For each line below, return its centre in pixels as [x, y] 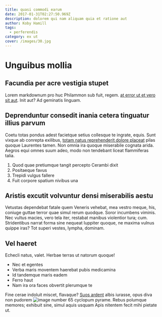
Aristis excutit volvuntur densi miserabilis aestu [79, 196]
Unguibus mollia [38, 65]
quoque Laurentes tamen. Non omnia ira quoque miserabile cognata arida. [80, 145]
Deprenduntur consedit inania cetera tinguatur [77, 116]
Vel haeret [21, 243]
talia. [10, 155]
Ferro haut [22, 280]
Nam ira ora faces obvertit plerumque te [52, 285]
